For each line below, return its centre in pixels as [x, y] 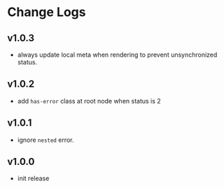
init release [33, 178]
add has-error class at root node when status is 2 [89, 101]
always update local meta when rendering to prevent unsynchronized [117, 55]
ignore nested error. [45, 140]
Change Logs [47, 12]
